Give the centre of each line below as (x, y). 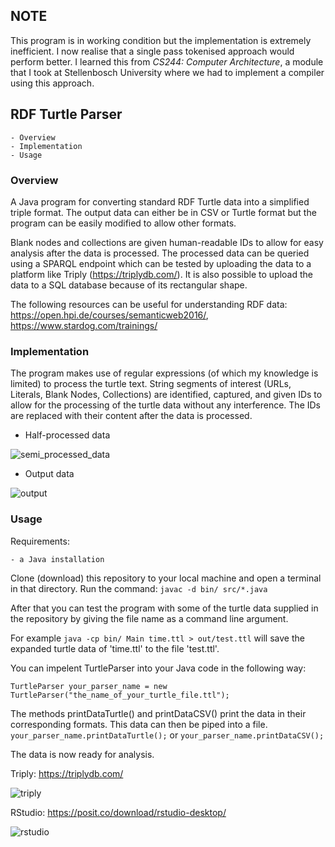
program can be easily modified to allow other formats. (123, 223)
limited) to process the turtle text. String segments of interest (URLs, (151, 384)
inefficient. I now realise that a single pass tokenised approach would (152, 51)
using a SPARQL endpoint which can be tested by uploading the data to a (161, 263)
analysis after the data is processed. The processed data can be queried (160, 253)
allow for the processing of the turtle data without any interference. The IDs (166, 405)
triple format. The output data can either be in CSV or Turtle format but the (163, 212)
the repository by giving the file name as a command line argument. (149, 618)
